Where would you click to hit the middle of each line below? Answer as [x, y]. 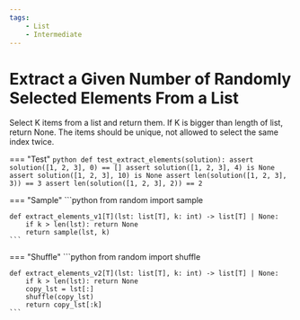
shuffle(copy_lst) [60, 298]
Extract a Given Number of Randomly [150, 79]
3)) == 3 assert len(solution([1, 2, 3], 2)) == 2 [106, 184]
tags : [19, 18]
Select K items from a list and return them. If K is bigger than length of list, [146, 123]
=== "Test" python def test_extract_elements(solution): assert [132, 159]
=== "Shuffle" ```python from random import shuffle [105, 257]
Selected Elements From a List [124, 98]
